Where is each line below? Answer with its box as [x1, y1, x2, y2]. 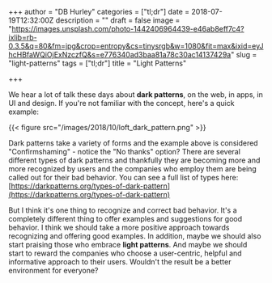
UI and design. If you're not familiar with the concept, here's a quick [8, 99, 235, 108]
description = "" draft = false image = [55, 15, 181, 25]
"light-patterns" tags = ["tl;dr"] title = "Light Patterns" [8, 58, 187, 68]
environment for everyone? [8, 266, 99, 275]
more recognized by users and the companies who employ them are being [8, 164, 257, 173]
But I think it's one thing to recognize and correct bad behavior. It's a [8, 205, 237, 215]
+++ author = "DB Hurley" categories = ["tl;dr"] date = [8, 7, 190, 16]
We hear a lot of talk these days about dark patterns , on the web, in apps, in [8, 90, 263, 99]
